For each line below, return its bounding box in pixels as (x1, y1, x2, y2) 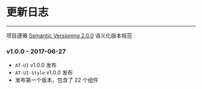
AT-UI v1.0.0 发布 (14, 62, 57, 69)
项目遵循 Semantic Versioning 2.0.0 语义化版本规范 (6, 32, 132, 39)
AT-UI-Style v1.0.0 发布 (14, 69, 73, 76)
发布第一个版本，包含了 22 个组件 (14, 76, 99, 84)
